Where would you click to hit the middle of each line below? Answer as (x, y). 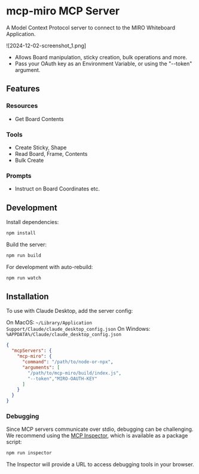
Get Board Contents (39, 119)
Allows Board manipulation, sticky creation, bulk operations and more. (101, 57)
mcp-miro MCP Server (63, 11)
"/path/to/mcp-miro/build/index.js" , (74, 373)
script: (14, 442)
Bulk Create (29, 160)
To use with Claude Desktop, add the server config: (70, 311)
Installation (27, 297)
